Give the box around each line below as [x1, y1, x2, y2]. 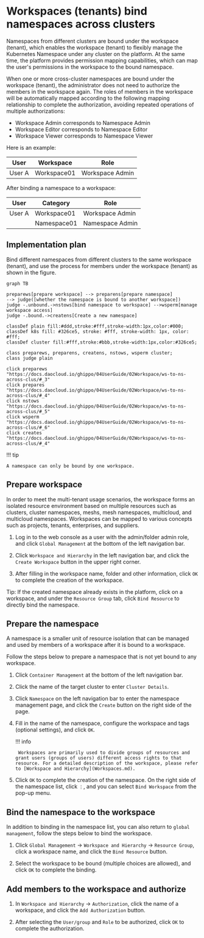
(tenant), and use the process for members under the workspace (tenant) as [6, 262, 198, 269]
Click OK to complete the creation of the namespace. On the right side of [15, 777, 196, 784]
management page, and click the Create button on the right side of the [15, 702, 192, 709]
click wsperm [6, 414, 40, 420]
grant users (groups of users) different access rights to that [15, 755, 182, 761]
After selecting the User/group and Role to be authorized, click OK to [15, 919, 185, 925]
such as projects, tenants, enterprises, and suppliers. [6, 521, 140, 529]
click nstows [6, 398, 40, 404]
